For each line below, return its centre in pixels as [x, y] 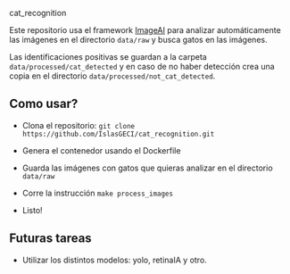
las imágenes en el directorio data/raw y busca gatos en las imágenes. [138, 40]
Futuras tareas [50, 239]
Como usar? [44, 104]
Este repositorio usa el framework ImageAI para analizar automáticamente [145, 30]
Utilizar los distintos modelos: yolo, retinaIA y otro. [114, 260]
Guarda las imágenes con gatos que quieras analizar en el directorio [148, 168]
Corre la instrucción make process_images [98, 193]
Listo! [32, 210]
